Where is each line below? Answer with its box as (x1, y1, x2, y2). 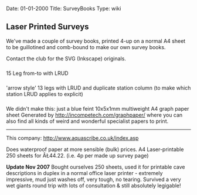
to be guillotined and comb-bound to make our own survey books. (6, 43, 166, 50)
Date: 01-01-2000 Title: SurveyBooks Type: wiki (6, 5, 121, 12)
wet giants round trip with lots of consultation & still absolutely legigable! (6, 182, 181, 189)
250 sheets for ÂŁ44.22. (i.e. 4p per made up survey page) (6, 152, 149, 159)
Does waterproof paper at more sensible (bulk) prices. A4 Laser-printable (6, 146, 184, 153)
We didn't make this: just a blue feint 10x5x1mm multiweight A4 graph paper (6, 105, 189, 112)
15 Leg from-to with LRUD (6, 70, 69, 77)
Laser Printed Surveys (6, 22, 89, 32)
